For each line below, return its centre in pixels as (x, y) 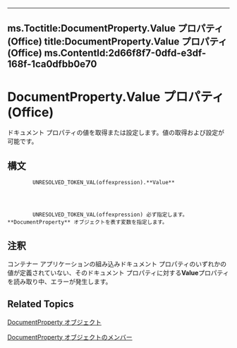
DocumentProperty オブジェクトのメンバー (70, 337)
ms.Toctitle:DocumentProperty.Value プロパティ (115, 29)
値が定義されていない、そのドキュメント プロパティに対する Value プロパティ (118, 272)
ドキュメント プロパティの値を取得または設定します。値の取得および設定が (116, 133)
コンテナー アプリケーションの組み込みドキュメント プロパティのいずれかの (117, 264)
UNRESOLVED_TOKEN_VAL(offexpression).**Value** (104, 183)
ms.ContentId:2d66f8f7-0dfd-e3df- (125, 53)
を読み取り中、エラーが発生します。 (60, 281)
